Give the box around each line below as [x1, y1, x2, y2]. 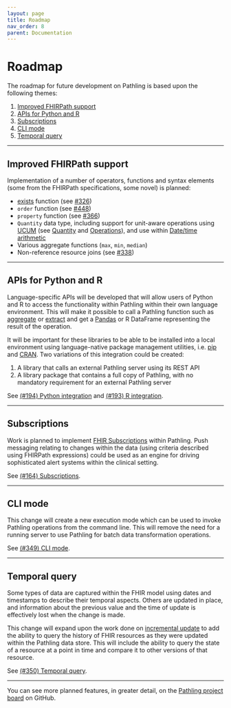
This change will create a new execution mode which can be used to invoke [7, 516, 221, 524]
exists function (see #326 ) [16, 197, 92, 205]
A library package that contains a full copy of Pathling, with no [16, 371, 194, 379]
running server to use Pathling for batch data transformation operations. [7, 531, 211, 539]
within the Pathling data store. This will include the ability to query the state [7, 638, 220, 647]
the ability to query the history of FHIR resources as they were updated [7, 632, 208, 640]
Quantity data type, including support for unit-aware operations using [16, 219, 215, 227]
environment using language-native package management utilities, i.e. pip [7, 342, 217, 351]
